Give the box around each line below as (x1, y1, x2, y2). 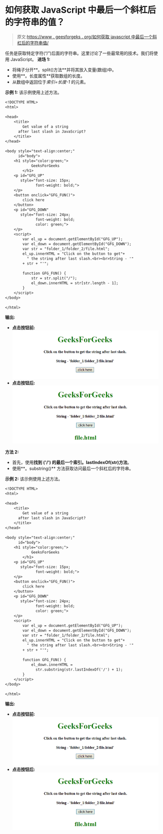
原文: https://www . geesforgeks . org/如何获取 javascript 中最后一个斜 (17, 34, 157, 40)
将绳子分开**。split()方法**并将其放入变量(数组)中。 (12, 66, 117, 72)
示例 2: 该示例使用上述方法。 (5, 476, 63, 482)
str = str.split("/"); (31, 276, 77, 281)
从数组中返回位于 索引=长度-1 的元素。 (12, 79, 89, 85)
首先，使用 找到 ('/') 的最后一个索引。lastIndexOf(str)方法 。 (12, 460, 132, 465)
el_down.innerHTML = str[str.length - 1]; (31, 281, 119, 285)
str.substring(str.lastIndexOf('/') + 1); (36, 667, 123, 672)
